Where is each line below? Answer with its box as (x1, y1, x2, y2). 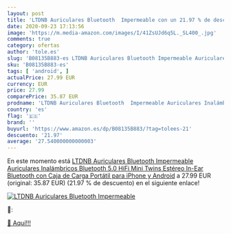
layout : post (7, 10, 45, 17)
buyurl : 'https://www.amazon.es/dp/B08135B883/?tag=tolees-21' (7, 125, 192, 132)
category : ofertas (7, 42, 60, 49)
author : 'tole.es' (7, 49, 60, 56)
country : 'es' (7, 106, 48, 113)
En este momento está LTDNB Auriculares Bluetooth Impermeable (7, 157, 194, 165)
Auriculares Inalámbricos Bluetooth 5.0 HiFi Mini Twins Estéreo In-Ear (7, 164, 204, 173)
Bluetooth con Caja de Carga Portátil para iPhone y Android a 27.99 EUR (7, 171, 211, 180)
